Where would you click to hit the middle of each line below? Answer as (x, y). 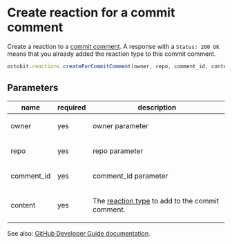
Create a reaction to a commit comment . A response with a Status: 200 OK (113, 46)
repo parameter (118, 151)
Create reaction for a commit (91, 13)
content (23, 205)
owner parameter (121, 125)
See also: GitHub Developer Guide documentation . (79, 233)
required (72, 107)
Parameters (33, 88)
